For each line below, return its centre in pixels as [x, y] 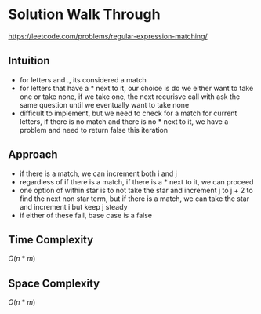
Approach [33, 155]
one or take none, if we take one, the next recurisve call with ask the [130, 97]
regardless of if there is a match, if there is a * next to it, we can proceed [136, 181]
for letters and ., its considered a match [83, 79]
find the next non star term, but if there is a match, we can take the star [134, 199]
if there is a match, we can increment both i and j [98, 173]
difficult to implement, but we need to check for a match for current [128, 113]
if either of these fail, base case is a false [86, 215]
